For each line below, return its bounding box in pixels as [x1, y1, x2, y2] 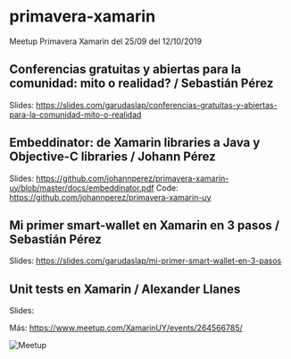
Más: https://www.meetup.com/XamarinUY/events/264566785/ [9, 322, 243, 333]
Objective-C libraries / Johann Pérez [9, 150, 216, 165]
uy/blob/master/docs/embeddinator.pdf [9, 182, 154, 193]
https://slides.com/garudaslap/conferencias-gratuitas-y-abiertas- [35, 99, 279, 110]
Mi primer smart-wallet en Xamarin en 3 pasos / [9, 218, 279, 233]
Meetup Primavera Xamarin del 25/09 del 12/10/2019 [9, 36, 203, 47]
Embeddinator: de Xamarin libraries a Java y [9, 135, 261, 150]
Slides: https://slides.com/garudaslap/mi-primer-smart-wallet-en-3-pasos [9, 255, 282, 266]
